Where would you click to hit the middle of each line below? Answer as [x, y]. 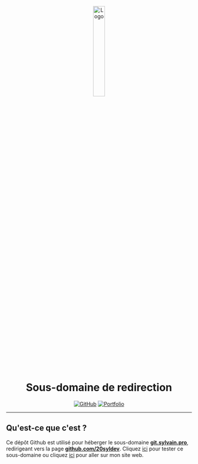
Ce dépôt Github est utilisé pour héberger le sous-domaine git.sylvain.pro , [97, 442]
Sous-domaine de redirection [99, 388]
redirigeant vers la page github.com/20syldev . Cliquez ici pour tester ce [95, 449]
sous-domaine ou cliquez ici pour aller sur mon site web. [75, 455]
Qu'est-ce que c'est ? [47, 428]
